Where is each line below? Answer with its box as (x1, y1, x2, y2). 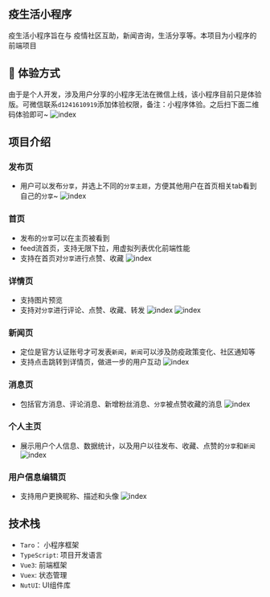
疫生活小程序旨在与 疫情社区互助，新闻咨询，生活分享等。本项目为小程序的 (8, 31, 257, 40)
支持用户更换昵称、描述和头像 (19, 492, 119, 501)
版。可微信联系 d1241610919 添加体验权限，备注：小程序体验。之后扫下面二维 (8, 99, 260, 109)
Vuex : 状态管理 (19, 570, 67, 579)
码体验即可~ (8, 109, 49, 119)
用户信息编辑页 (8, 471, 67, 483)
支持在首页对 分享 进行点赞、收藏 (19, 253, 125, 263)
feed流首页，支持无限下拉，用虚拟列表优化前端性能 (19, 243, 190, 253)
